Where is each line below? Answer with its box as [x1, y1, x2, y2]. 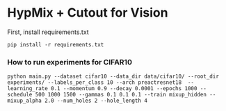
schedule [7, 92, 33, 99]
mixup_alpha [7, 97, 42, 105]
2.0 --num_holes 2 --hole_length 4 [44, 97, 148, 105]
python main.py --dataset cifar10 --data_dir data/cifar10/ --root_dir [7, 73, 219, 80]
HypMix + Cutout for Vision [7, 5, 168, 21]
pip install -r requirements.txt [7, 41, 104, 48]
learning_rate [7, 85, 49, 92]
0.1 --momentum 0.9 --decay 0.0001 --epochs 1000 [51, 85, 197, 92]
